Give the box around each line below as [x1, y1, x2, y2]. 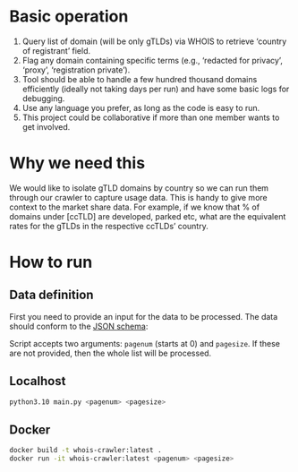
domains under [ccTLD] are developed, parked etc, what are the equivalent [9, 210, 286, 221]
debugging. [21, 92, 65, 104]
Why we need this [9, 153, 146, 174]
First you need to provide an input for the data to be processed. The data [9, 311, 278, 322]
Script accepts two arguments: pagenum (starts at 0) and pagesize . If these [9, 338, 280, 348]
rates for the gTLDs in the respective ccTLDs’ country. [9, 220, 209, 231]
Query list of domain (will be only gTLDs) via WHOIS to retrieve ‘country [21, 36, 287, 47]
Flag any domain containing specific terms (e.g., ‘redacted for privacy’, [21, 55, 284, 65]
